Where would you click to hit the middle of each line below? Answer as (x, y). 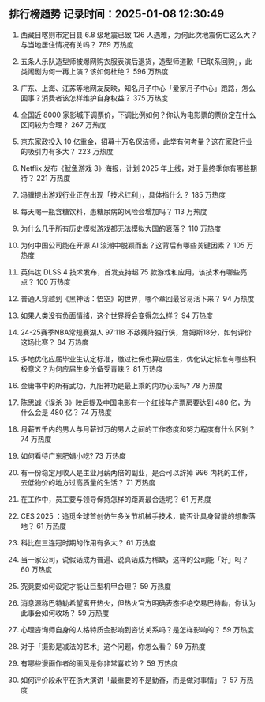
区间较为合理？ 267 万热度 (63, 124)
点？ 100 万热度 (46, 281)
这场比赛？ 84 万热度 (54, 342)
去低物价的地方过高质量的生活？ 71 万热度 (88, 482)
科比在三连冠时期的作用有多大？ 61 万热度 (88, 542)
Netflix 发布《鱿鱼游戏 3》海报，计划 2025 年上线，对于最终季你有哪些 (135, 168)
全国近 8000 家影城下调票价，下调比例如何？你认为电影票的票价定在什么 (138, 115)
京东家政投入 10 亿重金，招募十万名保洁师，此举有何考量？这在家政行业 (136, 142)
